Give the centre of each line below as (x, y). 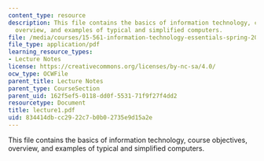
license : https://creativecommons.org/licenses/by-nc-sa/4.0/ (112, 67)
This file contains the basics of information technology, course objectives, (128, 140)
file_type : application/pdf (54, 45)
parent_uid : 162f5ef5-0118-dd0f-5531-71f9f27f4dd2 (93, 96)
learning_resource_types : (50, 52)
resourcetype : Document (47, 103)
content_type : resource (47, 15)
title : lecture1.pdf (42, 111)
